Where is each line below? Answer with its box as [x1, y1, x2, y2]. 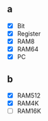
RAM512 [16, 91, 41, 100]
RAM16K [16, 107, 41, 115]
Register [16, 29, 41, 38]
